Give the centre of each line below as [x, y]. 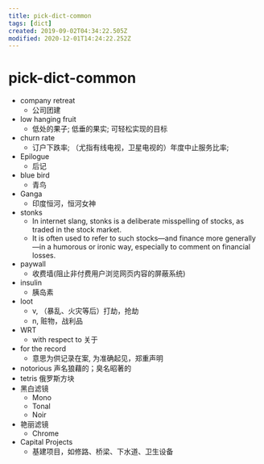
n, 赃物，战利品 [57, 321]
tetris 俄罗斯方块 [47, 378]
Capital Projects [46, 442]
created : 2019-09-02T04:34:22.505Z [68, 31]
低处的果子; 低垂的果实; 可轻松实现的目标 [99, 129]
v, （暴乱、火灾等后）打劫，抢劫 [85, 311]
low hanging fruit [48, 119]
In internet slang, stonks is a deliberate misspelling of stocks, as [138, 221]
